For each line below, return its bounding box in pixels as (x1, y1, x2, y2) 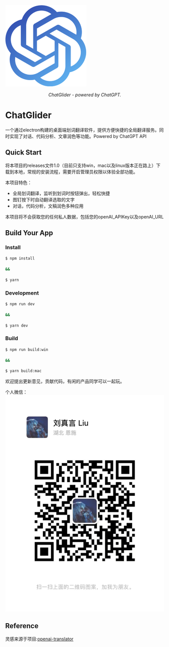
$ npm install (5, 256, 35, 261)
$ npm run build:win (5, 347, 49, 352)
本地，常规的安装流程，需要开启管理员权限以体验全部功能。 (14, 168, 138, 174)
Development (5, 289, 39, 296)
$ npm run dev (5, 302, 35, 307)
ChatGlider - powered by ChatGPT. (48, 92, 122, 98)
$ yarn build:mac (5, 369, 42, 374)
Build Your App (5, 229, 53, 237)
